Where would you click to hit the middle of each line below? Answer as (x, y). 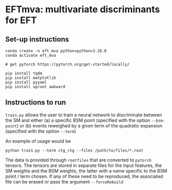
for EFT (21, 20)
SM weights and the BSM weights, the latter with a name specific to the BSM (86, 171)
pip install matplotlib (31, 78)
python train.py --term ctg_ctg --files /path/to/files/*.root (74, 150)
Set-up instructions (37, 39)
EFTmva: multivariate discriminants (83, 9)
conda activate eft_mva (31, 55)
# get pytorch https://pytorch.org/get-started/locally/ (68, 65)
